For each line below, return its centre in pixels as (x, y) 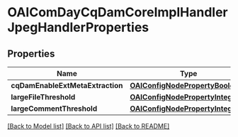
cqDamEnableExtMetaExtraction (67, 86)
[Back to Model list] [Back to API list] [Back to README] (89, 126)
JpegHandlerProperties (78, 27)
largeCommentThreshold (54, 109)
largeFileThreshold (43, 97)
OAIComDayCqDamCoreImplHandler (118, 12)
